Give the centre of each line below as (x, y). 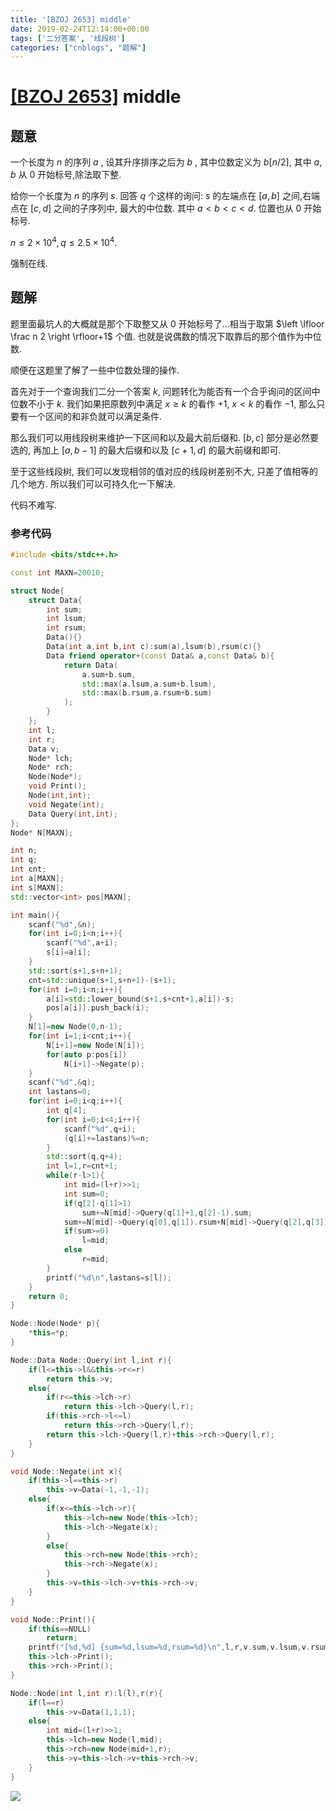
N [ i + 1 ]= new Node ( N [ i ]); (95, 1045)
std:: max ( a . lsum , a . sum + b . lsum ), (149, 684)
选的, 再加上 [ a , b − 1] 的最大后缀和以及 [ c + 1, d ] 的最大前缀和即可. (146, 450)
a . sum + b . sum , (109, 674)
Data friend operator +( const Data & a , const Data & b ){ (160, 656)
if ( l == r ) (46, 1702)
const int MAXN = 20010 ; (57, 572)
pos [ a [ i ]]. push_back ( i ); (98, 1008)
